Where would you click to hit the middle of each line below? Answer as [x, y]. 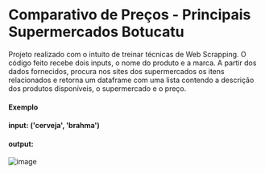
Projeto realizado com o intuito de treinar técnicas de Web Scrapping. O [128, 54]
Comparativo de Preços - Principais [130, 15]
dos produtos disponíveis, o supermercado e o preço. [97, 88]
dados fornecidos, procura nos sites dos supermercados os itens [116, 71]
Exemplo [23, 107]
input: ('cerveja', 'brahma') [54, 126]
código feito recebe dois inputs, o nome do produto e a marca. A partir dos [132, 63]
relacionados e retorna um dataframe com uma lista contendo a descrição [131, 80]
